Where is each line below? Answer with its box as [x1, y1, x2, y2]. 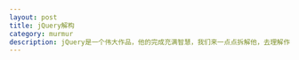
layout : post [9, 12, 58, 22]
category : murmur [9, 29, 74, 38]
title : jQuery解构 [9, 21, 75, 30]
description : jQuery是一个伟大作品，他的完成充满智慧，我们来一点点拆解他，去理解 [9, 37, 284, 47]
